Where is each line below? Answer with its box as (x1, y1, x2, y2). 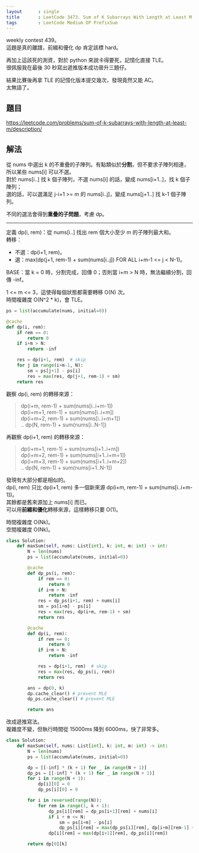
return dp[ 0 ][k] (27, 841, 68, 847)
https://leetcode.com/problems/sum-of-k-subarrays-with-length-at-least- (6, 119, 187, 126)
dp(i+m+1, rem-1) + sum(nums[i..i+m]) (20, 408, 114, 415)
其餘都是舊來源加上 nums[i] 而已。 (6, 498, 90, 505)
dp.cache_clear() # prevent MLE (27, 691, 108, 697)
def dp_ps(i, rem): (27, 570, 76, 576)
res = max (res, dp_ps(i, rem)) (37, 669, 115, 675)
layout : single (6, 8, 60, 15)
